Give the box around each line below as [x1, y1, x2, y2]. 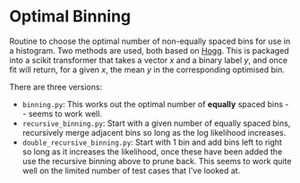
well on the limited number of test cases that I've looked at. [21, 165, 241, 176]
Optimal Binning [9, 6, 132, 27]
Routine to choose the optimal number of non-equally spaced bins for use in [9, 36, 291, 46]
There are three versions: [9, 81, 103, 92]
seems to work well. [28, 108, 103, 119]
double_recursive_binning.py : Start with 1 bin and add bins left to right [21, 137, 282, 147]
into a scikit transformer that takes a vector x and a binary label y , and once [9, 54, 288, 65]
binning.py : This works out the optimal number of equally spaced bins [21, 98, 284, 109]
